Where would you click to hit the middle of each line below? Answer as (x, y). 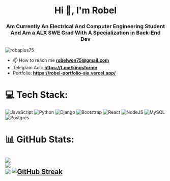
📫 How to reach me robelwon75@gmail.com (61, 60)
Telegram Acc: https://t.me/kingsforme (55, 68)
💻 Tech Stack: (37, 95)
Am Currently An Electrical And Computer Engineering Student (86, 27)
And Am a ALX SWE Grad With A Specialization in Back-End (86, 33)
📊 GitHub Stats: (40, 139)
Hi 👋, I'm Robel (86, 10)
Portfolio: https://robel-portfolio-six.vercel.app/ (64, 73)
